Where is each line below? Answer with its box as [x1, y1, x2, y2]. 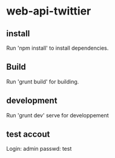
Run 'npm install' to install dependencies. [6, 44, 109, 51]
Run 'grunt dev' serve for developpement [6, 111, 109, 119]
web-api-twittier [6, 4, 91, 18]
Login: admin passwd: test [6, 145, 72, 153]
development [6, 96, 57, 106]
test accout [6, 129, 50, 140]
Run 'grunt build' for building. [6, 77, 79, 85]
